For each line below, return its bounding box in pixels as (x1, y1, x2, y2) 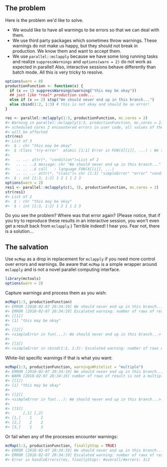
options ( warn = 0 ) (5, 79, 43, 84)
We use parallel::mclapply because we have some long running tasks (12, 53, 158, 59)
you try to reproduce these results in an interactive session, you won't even (5, 218, 160, 224)
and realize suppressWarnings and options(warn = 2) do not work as (12, 58, 152, 64)
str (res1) (5, 189, 26, 195)
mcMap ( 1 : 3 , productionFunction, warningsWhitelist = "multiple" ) (5, 364, 143, 369)
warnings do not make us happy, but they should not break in (12, 42, 138, 49)
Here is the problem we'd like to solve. (5, 17, 83, 23)
